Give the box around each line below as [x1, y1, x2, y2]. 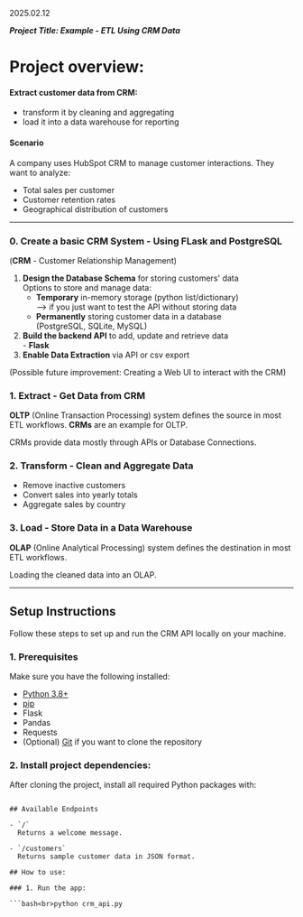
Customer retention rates [22, 194, 115, 205]
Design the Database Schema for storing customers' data [22, 273, 239, 283]
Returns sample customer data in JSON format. [17, 852, 196, 861]
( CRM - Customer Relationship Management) [9, 255, 178, 265]
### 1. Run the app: [9, 884, 87, 893]
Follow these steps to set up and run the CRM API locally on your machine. [9, 627, 287, 639]
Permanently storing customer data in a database [35, 310, 223, 321]
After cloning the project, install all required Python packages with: [9, 780, 257, 791]
